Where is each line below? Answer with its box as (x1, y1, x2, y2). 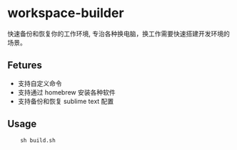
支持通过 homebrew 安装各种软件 (17, 87, 116, 97)
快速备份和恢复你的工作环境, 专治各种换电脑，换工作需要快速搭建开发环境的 (7, 29, 230, 38)
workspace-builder (7, 5, 124, 21)
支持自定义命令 (17, 79, 62, 87)
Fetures (7, 59, 43, 72)
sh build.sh (20, 136, 56, 144)
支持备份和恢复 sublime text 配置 (17, 97, 114, 105)
